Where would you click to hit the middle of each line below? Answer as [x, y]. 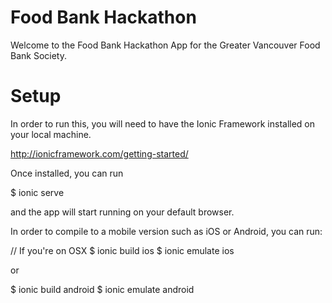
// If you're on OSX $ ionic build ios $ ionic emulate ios [122, 250]
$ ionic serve [37, 192]
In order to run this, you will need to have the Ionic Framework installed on [163, 123]
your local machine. [51, 134]
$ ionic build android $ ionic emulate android [102, 289]
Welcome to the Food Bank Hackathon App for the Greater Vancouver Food [165, 45]
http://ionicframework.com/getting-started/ [99, 153]
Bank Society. [38, 55]
